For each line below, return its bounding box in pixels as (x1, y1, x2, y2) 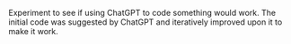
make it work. (8, 26, 59, 36)
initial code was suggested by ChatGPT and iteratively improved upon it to (8, 17, 283, 27)
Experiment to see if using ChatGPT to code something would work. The (8, 8, 276, 18)
